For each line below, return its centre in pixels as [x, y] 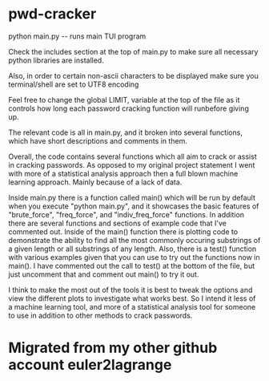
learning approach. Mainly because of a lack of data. [95, 182]
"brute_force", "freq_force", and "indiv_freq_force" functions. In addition [126, 214]
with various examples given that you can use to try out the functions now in [134, 257]
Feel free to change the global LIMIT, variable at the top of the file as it [124, 99]
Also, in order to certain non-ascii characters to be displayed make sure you [133, 75]
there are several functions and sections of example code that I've [117, 223]
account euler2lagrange [90, 365]
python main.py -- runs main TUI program [77, 36]
